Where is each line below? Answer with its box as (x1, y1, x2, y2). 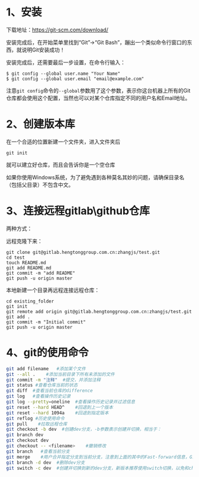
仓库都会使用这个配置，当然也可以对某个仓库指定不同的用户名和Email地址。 (6, 94, 191, 101)
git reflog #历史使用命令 (6, 415, 65, 421)
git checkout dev (6, 437, 49, 444)
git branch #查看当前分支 (6, 449, 70, 454)
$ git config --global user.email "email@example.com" (6, 75, 145, 82)
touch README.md (6, 259, 46, 266)
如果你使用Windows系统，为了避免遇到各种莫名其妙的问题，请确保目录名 (6, 173, 185, 181)
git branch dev (6, 432, 44, 438)
